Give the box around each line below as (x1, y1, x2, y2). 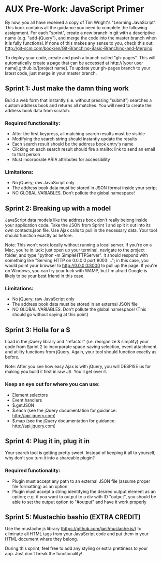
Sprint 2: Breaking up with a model (5, 204, 111, 212)
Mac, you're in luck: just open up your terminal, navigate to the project (5, 247, 145, 253)
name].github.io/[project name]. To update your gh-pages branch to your (5, 65, 151, 71)
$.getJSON (12, 402, 35, 408)
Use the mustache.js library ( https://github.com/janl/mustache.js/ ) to (5, 526, 142, 532)
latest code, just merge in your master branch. (5, 70, 97, 76)
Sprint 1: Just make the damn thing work (5, 84, 129, 93)
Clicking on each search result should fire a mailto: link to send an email (12, 146, 156, 152)
